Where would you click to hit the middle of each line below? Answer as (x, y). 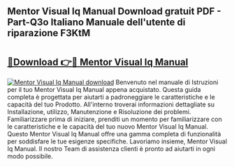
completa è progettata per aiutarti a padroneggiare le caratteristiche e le (111, 97)
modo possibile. (30, 156)
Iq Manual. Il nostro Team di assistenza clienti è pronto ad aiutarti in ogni (111, 149)
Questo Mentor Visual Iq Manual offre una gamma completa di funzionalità (114, 134)
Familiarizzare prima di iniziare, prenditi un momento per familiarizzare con (115, 119)
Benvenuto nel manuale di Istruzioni (167, 82)
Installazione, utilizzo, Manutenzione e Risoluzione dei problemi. (99, 112)
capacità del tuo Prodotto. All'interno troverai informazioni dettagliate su (111, 104)
